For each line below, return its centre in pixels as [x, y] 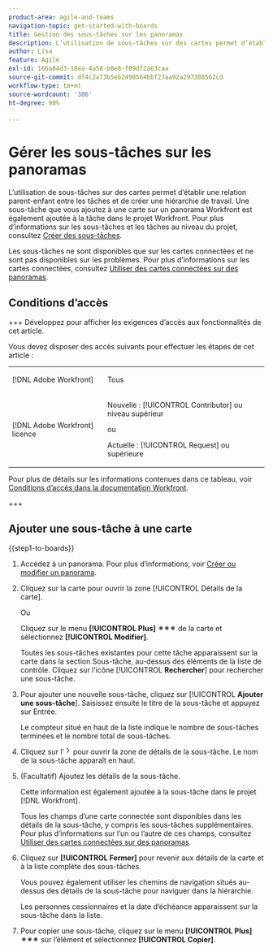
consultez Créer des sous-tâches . [65, 236]
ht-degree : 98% [34, 103]
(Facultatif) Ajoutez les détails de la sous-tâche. [100, 777]
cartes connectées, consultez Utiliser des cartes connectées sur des [123, 269]
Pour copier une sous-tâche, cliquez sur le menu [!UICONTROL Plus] [136, 931]
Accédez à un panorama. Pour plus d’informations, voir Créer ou [128, 564]
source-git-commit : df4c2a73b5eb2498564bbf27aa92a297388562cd [116, 77]
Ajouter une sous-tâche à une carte [100, 528]
